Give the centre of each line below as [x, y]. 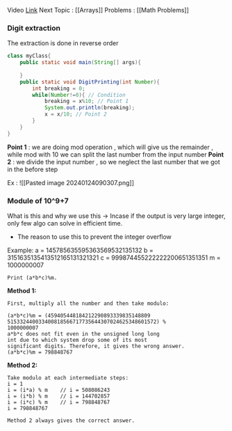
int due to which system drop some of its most [77, 340]
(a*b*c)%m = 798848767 [40, 352]
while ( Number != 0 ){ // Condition [79, 95]
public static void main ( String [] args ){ [80, 63]
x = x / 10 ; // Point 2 [76, 114]
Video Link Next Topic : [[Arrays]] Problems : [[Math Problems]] [98, 10]
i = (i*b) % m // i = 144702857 [59, 396]
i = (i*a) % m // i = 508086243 [59, 390]
